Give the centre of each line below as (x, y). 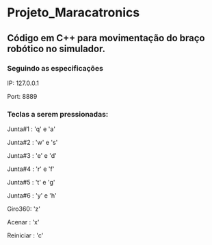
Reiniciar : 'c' (25, 235)
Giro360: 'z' (24, 209)
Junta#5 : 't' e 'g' (31, 183)
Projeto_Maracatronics (74, 13)
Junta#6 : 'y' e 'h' (32, 196)
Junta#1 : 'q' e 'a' (31, 129)
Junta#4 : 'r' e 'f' (31, 169)
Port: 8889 (22, 96)
